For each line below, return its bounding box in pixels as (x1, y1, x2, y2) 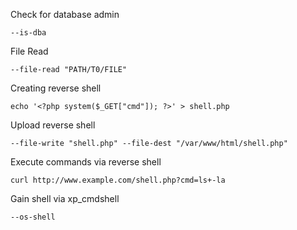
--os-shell (10, 212, 56, 222)
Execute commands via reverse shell (10, 156, 162, 168)
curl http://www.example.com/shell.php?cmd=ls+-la (10, 175, 226, 185)
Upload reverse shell (10, 119, 96, 131)
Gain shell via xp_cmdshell (10, 193, 120, 204)
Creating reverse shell (10, 82, 102, 94)
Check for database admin (10, 9, 120, 20)
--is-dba (10, 28, 47, 38)
